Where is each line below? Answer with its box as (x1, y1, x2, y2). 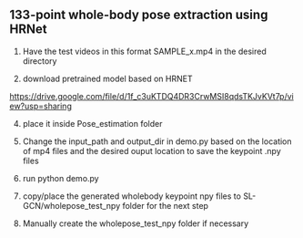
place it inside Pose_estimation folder (22, 118, 163, 129)
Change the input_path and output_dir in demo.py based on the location (22, 136, 293, 147)
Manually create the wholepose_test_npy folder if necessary (22, 218, 249, 229)
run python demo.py (22, 172, 99, 183)
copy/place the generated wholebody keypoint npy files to (22, 191, 241, 202)
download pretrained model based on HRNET (22, 73, 193, 84)
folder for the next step (122, 200, 209, 211)
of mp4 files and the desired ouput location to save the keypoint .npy (22, 145, 282, 156)
